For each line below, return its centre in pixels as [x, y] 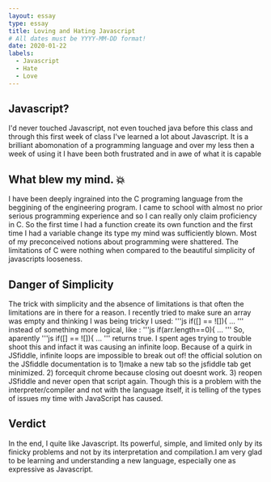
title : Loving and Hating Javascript [72, 31]
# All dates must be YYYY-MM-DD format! [78, 38]
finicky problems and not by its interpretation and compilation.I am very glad [135, 452]
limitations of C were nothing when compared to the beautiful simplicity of [132, 251]
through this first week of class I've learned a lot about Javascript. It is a [129, 137]
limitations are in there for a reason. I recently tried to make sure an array [130, 313]
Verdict [27, 424]
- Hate [27, 69]
